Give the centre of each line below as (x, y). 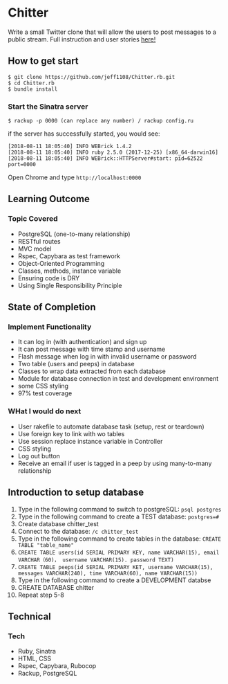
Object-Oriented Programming (61, 263)
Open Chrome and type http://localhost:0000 (75, 177)
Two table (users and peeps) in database (76, 364)
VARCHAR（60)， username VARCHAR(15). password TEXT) (96, 560)
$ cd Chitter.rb (31, 83)
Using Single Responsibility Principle (70, 285)
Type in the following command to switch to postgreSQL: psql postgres (120, 509)
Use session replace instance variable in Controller (90, 441)
